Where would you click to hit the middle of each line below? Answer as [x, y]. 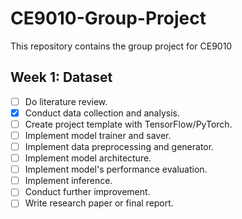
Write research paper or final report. [99, 203]
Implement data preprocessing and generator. [119, 146]
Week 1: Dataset [61, 77]
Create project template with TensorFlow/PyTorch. [128, 124]
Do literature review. [66, 101]
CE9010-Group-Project [108, 18]
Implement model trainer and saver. [98, 135]
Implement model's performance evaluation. [116, 169]
